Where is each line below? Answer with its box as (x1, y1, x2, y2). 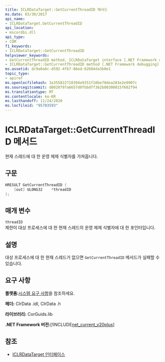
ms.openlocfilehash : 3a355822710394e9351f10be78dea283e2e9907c (5, 80, 137, 85)
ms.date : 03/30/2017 (5, 12, 48, 17)
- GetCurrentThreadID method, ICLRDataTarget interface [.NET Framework (5, 57, 157, 62)
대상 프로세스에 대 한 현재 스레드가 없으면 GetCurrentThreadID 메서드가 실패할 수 (5, 254, 160, 260)
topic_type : (5, 71, 29, 76)
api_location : (5, 26, 34, 30)
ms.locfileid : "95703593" (5, 103, 58, 108)
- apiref (5, 76, 23, 81)
